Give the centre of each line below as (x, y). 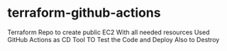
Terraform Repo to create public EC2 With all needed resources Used (109, 32)
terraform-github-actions (84, 13)
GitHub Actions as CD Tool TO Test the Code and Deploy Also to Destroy (113, 39)
